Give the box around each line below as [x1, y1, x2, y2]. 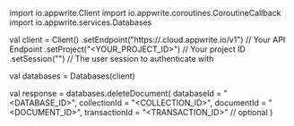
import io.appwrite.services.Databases [9, 17, 152, 28]
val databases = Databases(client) [9, 71, 136, 81]
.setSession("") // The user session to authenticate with [9, 54, 214, 63]
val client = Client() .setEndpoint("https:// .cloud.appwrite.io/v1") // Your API [9, 35, 286, 45]
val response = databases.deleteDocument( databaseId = [9, 88, 222, 98]
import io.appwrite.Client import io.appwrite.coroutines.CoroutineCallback [9, 8, 281, 18]
